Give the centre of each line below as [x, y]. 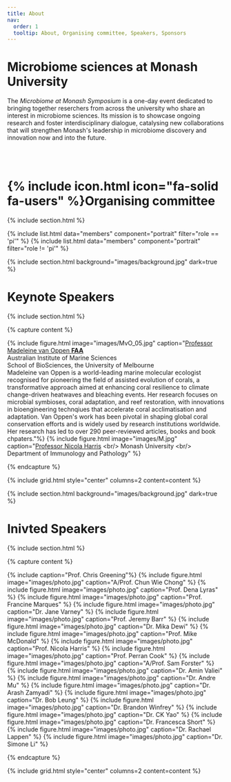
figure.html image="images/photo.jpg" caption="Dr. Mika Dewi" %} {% [108, 626]
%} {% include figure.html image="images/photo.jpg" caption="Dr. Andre [111, 678]
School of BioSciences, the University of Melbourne [81, 365]
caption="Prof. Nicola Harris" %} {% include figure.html [86, 648]
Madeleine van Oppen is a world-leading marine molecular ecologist [104, 373]
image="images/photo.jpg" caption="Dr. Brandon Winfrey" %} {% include [112, 707]
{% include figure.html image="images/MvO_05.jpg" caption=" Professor [110, 343]
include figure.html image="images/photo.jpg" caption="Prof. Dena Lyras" [113, 590]
